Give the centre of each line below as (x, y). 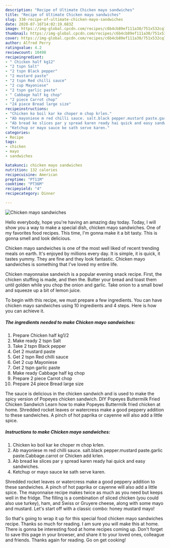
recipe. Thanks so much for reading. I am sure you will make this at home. (82, 524)
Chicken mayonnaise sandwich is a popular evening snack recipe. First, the (84, 274)
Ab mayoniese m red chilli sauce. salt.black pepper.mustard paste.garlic (88, 450)
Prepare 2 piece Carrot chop (42, 378)
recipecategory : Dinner (30, 194)
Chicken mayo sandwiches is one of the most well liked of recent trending (82, 248)
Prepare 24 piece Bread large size (48, 384)
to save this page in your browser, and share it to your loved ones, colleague (85, 534)
